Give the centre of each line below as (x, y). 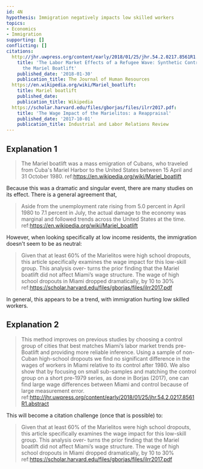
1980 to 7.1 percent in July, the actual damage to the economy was (103, 212)
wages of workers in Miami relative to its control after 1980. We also (105, 365)
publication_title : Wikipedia (55, 102)
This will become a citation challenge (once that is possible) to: (85, 415)
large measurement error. (53, 390)
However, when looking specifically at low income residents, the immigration (101, 237)
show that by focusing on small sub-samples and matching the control (108, 371)
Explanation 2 (33, 325)
